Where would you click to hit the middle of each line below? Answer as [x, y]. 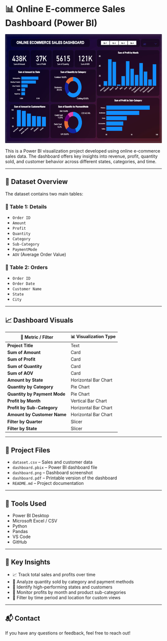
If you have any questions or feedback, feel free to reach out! [68, 633]
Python [20, 526]
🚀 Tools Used [26, 504]
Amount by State [25, 380]
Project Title [20, 345]
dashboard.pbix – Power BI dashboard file [55, 467]
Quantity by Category [30, 387]
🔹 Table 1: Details [26, 206]
